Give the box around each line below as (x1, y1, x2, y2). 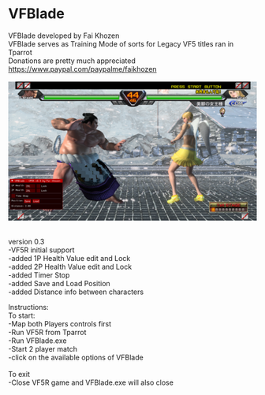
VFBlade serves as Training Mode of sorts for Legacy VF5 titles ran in (8, 39, 234, 48)
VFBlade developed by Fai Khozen (8, 31, 120, 40)
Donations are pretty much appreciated (8, 56, 136, 65)
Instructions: (8, 302, 49, 311)
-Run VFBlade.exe (8, 336, 67, 345)
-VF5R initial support (8, 245, 75, 255)
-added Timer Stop (8, 270, 70, 280)
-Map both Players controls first (8, 319, 112, 328)
